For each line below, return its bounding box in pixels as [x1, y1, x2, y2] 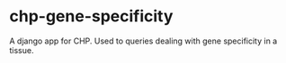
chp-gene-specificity [9, 6, 174, 27]
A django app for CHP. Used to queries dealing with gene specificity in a [9, 35, 278, 46]
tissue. [9, 44, 34, 55]
